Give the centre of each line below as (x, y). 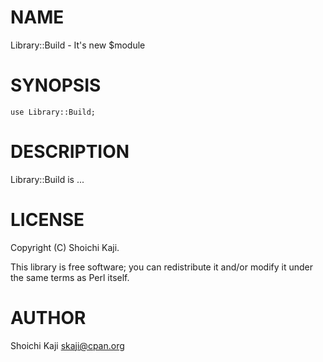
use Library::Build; (53, 112)
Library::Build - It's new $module (78, 45)
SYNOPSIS (56, 85)
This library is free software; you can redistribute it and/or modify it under (162, 267)
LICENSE (47, 220)
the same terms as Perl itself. (70, 277)
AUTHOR (48, 317)
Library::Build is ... (47, 179)
